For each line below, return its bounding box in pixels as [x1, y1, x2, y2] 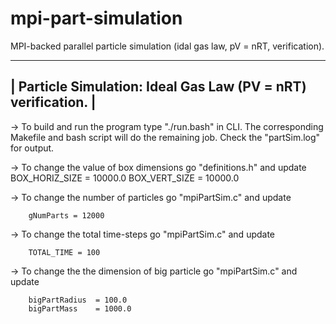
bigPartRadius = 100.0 [28, 295, 128, 305]
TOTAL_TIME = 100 [28, 247, 101, 257]
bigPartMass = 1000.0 [28, 303, 132, 314]
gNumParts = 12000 [28, 210, 105, 221]
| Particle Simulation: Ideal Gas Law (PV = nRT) [10, 78, 307, 96]
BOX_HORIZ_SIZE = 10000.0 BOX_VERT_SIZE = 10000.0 [10, 172, 240, 184]
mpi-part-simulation [10, 7, 183, 30]
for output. [10, 142, 55, 154]
